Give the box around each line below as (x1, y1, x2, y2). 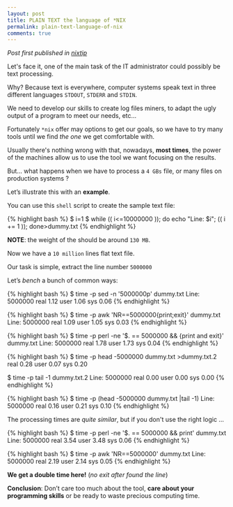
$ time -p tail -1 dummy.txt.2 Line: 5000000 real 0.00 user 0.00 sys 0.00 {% (7, 374, 225, 382)
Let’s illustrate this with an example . (7, 188, 111, 196)
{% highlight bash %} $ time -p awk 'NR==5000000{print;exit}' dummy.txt (7, 311, 221, 319)
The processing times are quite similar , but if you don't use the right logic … (7, 416, 225, 424)
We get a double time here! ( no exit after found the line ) (7, 471, 168, 479)
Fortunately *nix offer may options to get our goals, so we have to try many (7, 125, 223, 133)
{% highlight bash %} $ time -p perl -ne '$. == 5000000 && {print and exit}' (7, 332, 224, 340)
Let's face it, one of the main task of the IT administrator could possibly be (7, 62, 220, 70)
